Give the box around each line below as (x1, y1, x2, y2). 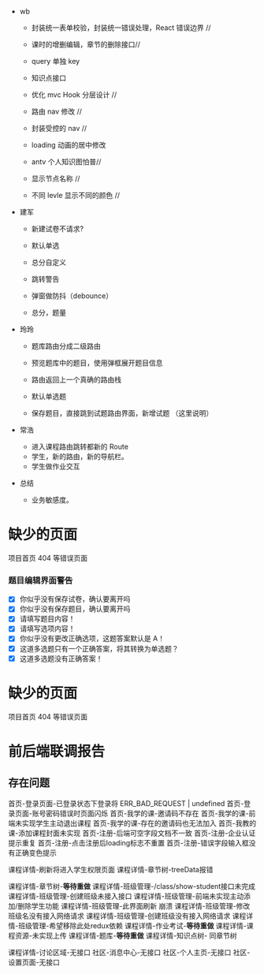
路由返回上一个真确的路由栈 (31, 375, 122, 384)
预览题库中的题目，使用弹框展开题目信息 (31, 358, 163, 368)
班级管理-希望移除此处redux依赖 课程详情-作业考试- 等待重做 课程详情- (18, 920, 247, 930)
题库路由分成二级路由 (31, 341, 101, 350)
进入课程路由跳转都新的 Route (31, 442, 128, 451)
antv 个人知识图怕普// (31, 157, 102, 166)
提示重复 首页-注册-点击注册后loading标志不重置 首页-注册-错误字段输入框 (8, 838, 250, 847)
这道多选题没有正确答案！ (19, 654, 103, 663)
